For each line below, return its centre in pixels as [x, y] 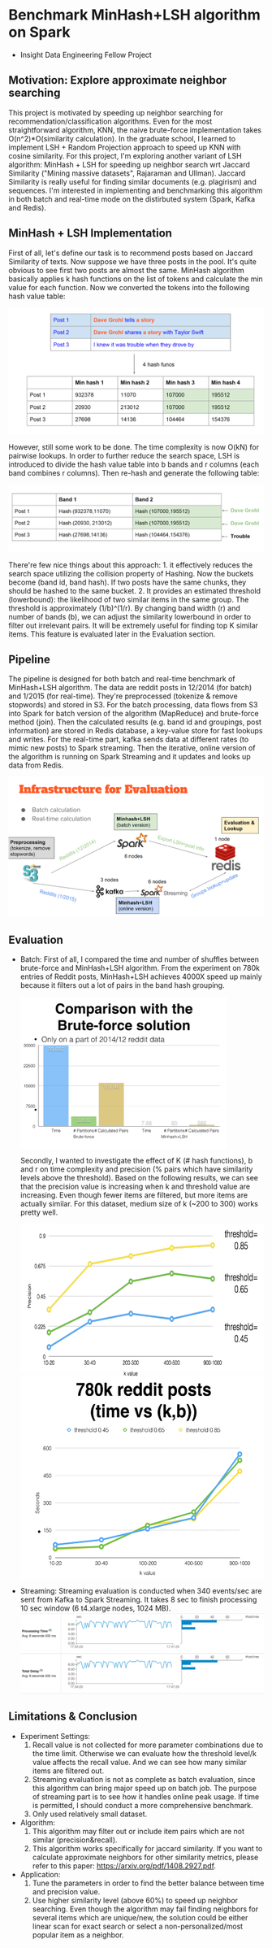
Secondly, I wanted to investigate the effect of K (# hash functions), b [136, 1161]
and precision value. [66, 1891]
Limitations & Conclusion [73, 1717]
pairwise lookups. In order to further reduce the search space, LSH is [124, 455]
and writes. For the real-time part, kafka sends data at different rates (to [129, 739]
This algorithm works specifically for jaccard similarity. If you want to [147, 1848]
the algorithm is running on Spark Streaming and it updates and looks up [130, 757]
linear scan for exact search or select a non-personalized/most [138, 1926]
